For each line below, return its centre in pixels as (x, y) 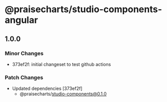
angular (22, 20)
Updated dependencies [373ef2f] (47, 89)
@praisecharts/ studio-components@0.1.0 (63, 94)
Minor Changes (24, 53)
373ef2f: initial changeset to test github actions (61, 64)
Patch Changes (24, 77)
